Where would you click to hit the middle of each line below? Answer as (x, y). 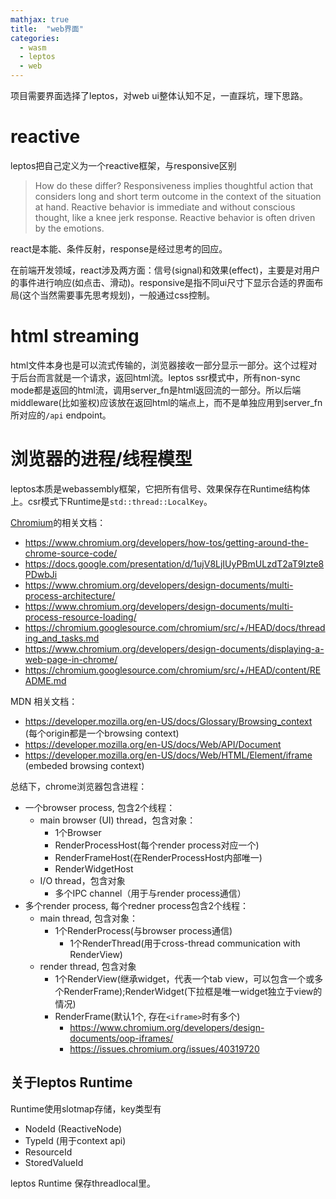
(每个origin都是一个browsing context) (102, 733)
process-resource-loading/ (80, 617)
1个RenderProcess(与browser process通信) (143, 930)
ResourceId (48, 1152)
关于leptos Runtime (71, 1082)
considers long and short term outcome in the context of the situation (178, 196)
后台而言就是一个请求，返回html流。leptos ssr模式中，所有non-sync (159, 377)
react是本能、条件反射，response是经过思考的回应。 (119, 248)
